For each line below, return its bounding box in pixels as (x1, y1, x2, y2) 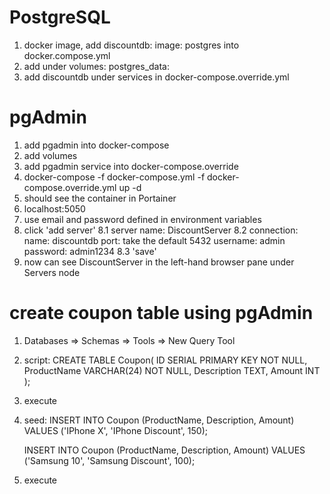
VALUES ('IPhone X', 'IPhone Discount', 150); (23, 424, 208, 436)
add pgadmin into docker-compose (23, 139, 170, 151)
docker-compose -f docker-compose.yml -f (23, 171, 206, 183)
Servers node (23, 266, 81, 278)
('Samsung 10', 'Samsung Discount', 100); (23, 454, 196, 466)
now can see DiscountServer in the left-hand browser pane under (23, 256, 295, 268)
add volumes (23, 149, 78, 161)
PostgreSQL (9, 6, 111, 29)
